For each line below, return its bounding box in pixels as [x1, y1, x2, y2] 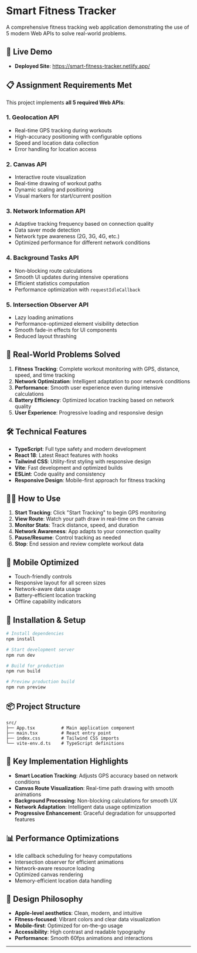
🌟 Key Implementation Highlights [6, 757, 129, 767]
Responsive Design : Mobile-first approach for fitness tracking [14, 476, 165, 483]
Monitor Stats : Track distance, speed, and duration [14, 521, 139, 529]
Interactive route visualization [14, 173, 86, 180]
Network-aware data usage [14, 586, 81, 593]
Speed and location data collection [14, 139, 99, 146]
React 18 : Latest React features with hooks [14, 452, 118, 459]
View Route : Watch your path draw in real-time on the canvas [14, 516, 164, 523]
